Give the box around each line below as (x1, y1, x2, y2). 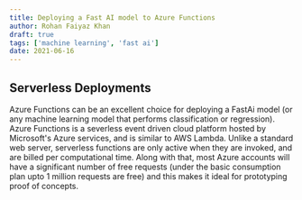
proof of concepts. (9, 180, 79, 191)
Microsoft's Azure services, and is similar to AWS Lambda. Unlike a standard (9, 132, 294, 143)
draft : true (9, 30, 54, 39)
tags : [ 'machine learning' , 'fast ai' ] (9, 38, 160, 48)
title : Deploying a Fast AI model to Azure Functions (9, 13, 216, 23)
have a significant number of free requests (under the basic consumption (9, 161, 281, 172)
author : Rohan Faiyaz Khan (9, 22, 111, 31)
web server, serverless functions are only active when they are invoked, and (9, 141, 293, 153)
